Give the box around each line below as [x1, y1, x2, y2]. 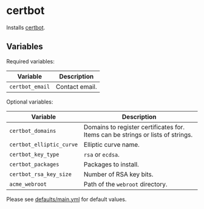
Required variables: [6, 57, 55, 65]
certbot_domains [9, 127, 56, 134]
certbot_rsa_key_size [9, 171, 72, 177]
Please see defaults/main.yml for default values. [6, 196, 127, 203]
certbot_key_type [9, 151, 59, 158]
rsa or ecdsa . [84, 150, 120, 158]
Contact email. [55, 82, 97, 91]
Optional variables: [6, 98, 53, 105]
